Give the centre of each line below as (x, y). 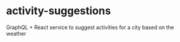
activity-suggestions (58, 11)
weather (16, 33)
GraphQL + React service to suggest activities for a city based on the (90, 27)
